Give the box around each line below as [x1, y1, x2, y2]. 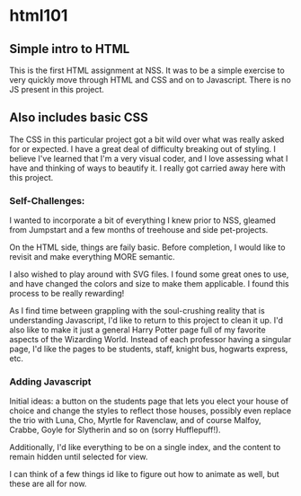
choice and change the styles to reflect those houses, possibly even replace [9, 405, 292, 416]
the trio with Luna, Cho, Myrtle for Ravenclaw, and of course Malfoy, [9, 415, 261, 426]
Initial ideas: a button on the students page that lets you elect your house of [9, 396, 289, 407]
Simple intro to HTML [9, 41, 130, 57]
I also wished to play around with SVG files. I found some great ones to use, [9, 269, 289, 279]
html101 [9, 5, 68, 26]
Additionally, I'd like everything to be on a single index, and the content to [9, 442, 281, 453]
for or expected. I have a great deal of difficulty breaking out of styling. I [9, 143, 276, 154]
